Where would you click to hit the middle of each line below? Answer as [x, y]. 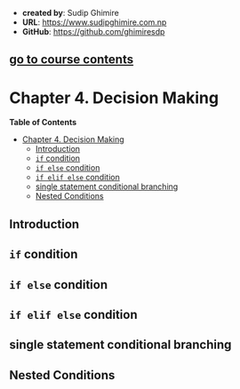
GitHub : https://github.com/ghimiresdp [93, 32]
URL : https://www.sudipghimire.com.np [94, 22]
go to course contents [72, 60]
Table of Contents [43, 123]
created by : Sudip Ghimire [71, 13]
